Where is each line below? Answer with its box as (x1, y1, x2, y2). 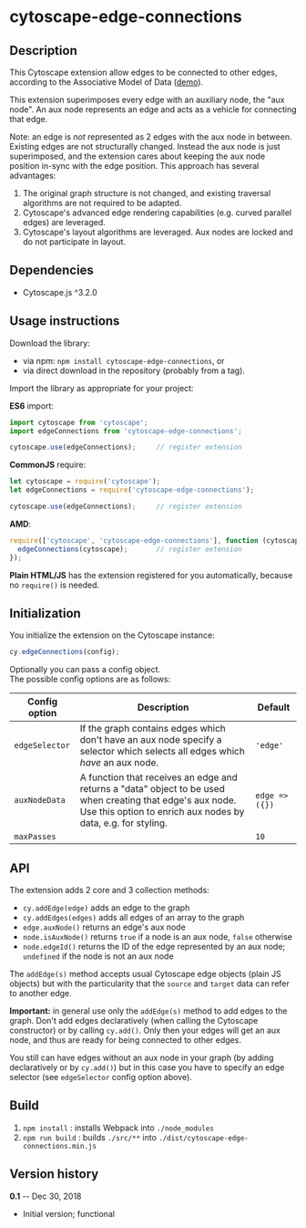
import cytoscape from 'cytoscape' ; (9, 418, 148, 427)
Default (257, 701, 291, 713)
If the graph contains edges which (79, 723, 226, 735)
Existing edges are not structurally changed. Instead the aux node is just (9, 141, 280, 151)
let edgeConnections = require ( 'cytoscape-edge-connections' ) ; (9, 485, 255, 494)
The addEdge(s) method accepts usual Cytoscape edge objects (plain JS (9, 969, 282, 979)
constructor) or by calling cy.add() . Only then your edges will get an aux (9, 1025, 280, 1035)
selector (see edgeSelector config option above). (9, 1072, 193, 1082)
